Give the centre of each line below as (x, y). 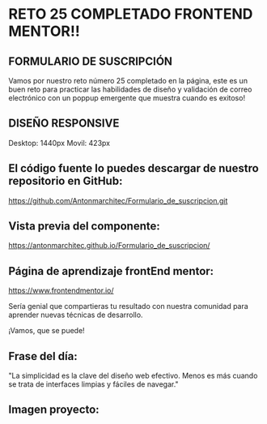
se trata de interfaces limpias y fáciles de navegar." (94, 384)
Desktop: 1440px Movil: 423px (59, 143)
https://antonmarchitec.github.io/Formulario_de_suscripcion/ (109, 246)
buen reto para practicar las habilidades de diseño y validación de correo (130, 89)
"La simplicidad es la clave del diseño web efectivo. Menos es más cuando (133, 376)
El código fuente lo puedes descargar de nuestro (133, 168)
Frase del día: (43, 356)
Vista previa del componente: (84, 227)
